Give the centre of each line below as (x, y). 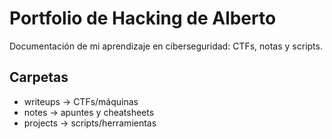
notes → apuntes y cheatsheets (89, 112)
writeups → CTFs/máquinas (81, 101)
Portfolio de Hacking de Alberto (143, 18)
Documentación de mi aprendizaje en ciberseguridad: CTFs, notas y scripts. (166, 46)
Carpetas (39, 77)
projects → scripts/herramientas (90, 123)
